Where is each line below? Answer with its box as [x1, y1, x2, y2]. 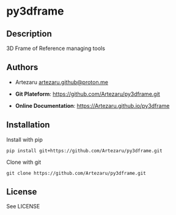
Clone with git [6, 158, 42, 166]
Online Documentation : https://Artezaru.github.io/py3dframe [15, 102, 170, 109]
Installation [6, 120, 50, 130]
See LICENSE [6, 203, 40, 210]
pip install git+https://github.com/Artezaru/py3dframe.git [6, 147, 163, 153]
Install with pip [6, 136, 43, 143]
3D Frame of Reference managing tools [6, 44, 106, 52]
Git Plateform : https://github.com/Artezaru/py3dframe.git [15, 90, 160, 97]
